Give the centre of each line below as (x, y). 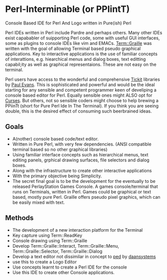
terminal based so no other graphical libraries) (60, 149)
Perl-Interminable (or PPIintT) (68, 9)
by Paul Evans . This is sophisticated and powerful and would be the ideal (80, 84)
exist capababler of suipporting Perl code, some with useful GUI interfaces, (83, 38)
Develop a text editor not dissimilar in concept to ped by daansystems (84, 256)
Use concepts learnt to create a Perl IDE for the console (70, 267)
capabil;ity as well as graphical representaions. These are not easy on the (81, 64)
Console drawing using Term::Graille (50, 241)
